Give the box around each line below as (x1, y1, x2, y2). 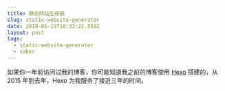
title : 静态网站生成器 (7, 10, 65, 17)
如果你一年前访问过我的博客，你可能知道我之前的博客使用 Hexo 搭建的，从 (7, 68, 218, 76)
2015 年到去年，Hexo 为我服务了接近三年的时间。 (7, 76, 148, 84)
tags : (7, 36, 23, 42)
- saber (13, 49, 36, 55)
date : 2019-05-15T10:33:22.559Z (7, 23, 100, 29)
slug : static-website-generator (7, 16, 100, 23)
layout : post (7, 29, 45, 36)
